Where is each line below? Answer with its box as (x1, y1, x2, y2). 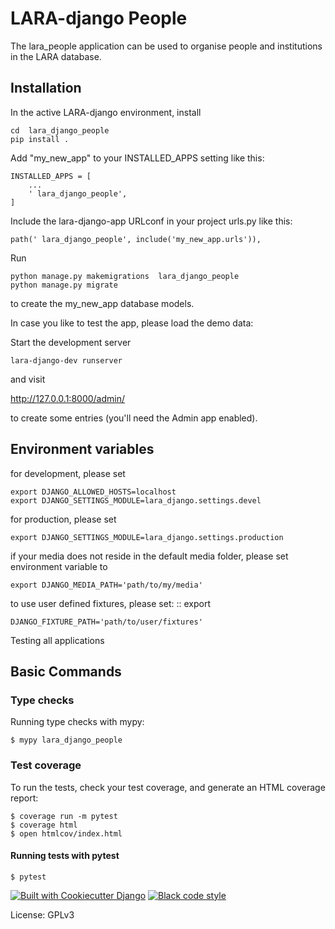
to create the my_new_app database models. (10, 297, 195, 309)
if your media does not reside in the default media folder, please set (10, 550, 289, 562)
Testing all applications (10, 634, 105, 646)
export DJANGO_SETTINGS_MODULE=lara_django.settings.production (10, 532, 284, 542)
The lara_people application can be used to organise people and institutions (10, 40, 323, 52)
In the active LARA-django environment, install (10, 106, 202, 118)
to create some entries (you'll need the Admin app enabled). (10, 412, 258, 424)
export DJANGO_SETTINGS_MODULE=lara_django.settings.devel (10, 495, 262, 506)
